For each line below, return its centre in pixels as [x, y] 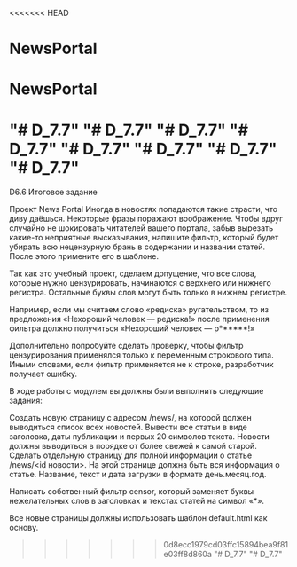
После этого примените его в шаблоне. [84, 256]
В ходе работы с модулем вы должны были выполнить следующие [137, 391]
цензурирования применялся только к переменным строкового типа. [141, 355]
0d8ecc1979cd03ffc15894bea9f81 [226, 545]
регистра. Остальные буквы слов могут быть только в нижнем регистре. [148, 293]
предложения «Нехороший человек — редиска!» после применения [140, 319]
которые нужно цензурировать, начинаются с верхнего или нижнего [141, 283]
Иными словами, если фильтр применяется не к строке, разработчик [141, 365]
